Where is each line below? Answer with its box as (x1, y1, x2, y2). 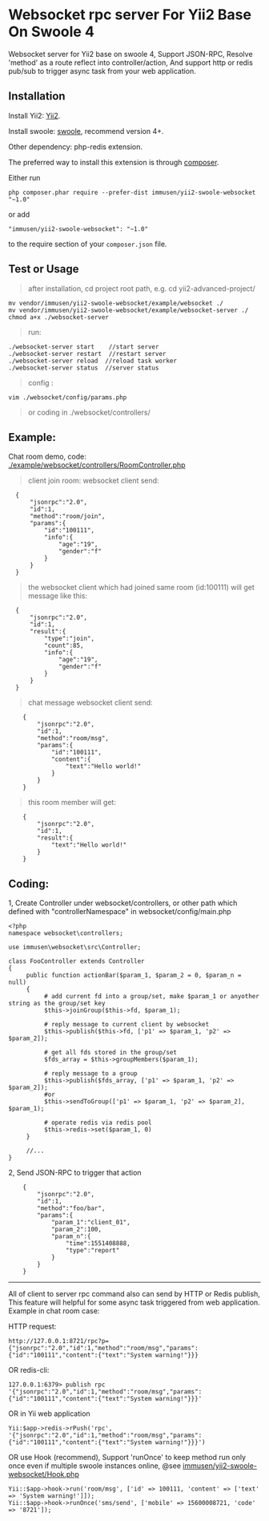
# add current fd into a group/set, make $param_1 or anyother (43, 993, 260, 1001)
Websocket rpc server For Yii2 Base (8, 6, 252, 24)
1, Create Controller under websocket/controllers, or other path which (8, 898, 238, 908)
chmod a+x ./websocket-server (8, 313, 110, 322)
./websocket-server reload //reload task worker (8, 357, 178, 365)
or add (8, 209, 30, 219)
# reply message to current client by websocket (43, 1021, 210, 1029)
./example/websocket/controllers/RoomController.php (8, 460, 186, 470)
